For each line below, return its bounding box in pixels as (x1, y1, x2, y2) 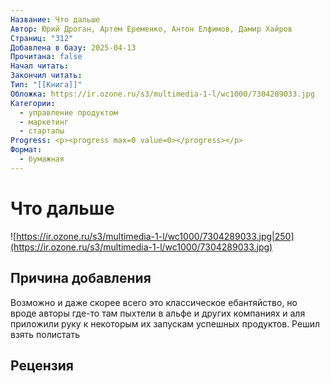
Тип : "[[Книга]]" (10, 80, 83, 90)
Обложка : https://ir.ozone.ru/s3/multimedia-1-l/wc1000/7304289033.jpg (10, 89, 315, 99)
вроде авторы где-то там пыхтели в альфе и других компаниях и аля (10, 307, 306, 319)
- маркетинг (19, 117, 70, 127)
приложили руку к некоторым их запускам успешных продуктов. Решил (10, 317, 320, 330)
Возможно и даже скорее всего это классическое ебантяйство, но (10, 296, 298, 308)
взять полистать (10, 328, 80, 340)
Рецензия (10, 357, 74, 374)
